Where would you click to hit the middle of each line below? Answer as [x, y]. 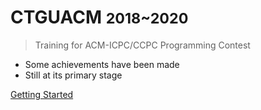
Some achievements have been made [102, 64]
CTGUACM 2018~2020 [99, 17]
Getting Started [42, 94]
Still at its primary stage [73, 75]
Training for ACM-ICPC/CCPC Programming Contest [142, 45]
